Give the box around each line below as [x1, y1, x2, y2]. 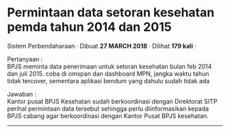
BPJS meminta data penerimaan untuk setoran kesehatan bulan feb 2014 [7, 62, 212, 70]
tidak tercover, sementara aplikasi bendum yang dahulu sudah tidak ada [7, 76, 210, 85]
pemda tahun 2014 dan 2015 [7, 19, 172, 35]
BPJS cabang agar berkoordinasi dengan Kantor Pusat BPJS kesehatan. [7, 111, 209, 120]
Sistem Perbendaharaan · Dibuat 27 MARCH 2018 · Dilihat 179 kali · [7, 42, 197, 50]
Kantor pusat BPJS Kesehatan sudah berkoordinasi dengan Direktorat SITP [7, 97, 218, 105]
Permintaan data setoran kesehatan [7, 5, 215, 20]
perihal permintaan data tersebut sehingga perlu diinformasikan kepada [7, 104, 209, 113]
